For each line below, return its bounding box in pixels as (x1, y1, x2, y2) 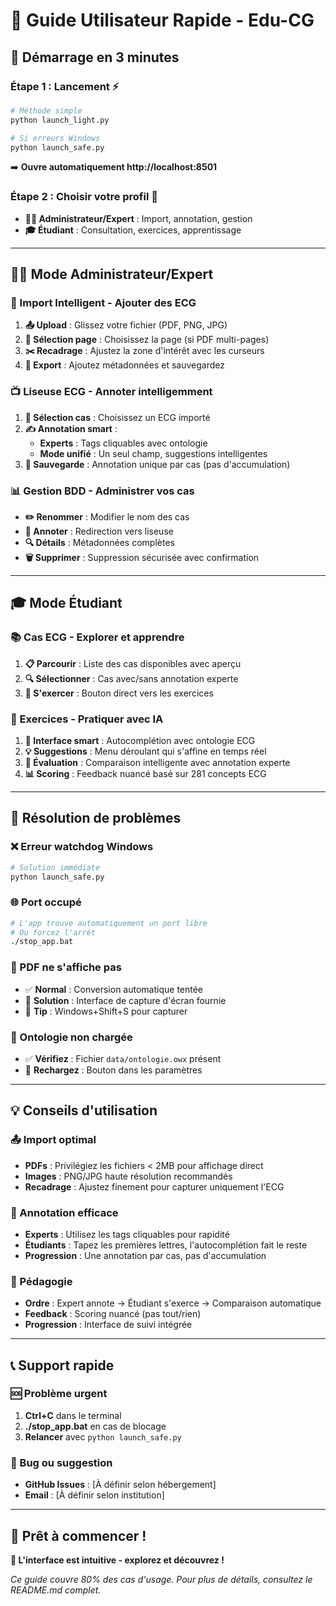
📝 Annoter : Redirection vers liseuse (24, 525, 174, 537)
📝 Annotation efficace (10, 1205, 119, 1219)
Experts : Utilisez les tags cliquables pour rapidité (24, 1228, 230, 1240)
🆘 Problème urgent (10, 1387, 108, 1401)
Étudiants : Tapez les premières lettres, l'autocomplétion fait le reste (24, 1239, 308, 1251)
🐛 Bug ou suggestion (10, 1455, 113, 1469)
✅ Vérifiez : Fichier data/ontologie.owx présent (24, 1052, 222, 1064)
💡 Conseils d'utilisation (10, 1102, 158, 1119)
